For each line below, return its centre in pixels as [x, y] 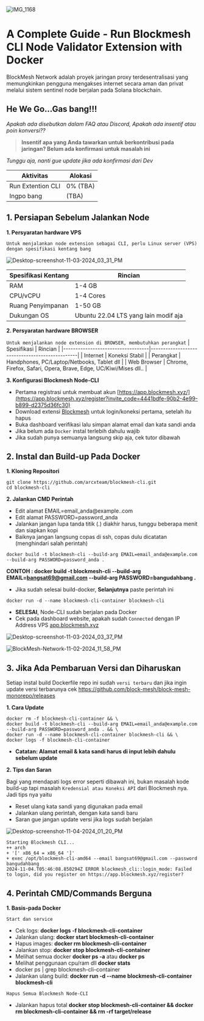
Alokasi [80, 175]
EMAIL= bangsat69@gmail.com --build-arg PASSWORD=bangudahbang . [101, 578]
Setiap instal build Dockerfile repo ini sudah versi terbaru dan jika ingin [97, 683]
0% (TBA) [81, 186]
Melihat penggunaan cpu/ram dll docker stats [73, 963]
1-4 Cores [90, 295]
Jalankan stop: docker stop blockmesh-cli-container [83, 950]
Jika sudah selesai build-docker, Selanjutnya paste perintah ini [94, 590]
